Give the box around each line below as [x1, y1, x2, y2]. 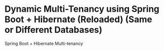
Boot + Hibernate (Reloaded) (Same [4, 14, 153, 25]
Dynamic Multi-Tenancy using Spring [4, 3, 160, 15]
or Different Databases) [4, 25, 103, 35]
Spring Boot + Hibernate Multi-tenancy [4, 40, 83, 46]
